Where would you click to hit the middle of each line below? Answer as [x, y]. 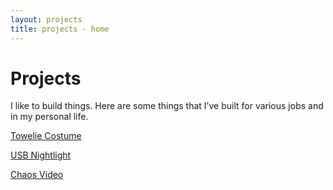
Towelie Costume [46, 136]
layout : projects [46, 19]
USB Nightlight [41, 155]
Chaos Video [37, 175]
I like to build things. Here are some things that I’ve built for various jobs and [167, 106]
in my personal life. [49, 117]
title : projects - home [60, 29]
